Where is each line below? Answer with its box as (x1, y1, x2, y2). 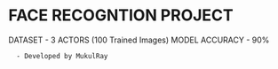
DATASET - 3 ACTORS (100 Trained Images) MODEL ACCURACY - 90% (8, 34, 270, 45)
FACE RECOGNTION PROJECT (8, 5, 234, 26)
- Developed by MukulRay (16, 51, 108, 60)
